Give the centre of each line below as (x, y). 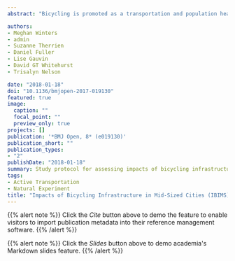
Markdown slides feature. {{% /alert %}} (65, 251)
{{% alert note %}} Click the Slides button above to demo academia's (107, 244)
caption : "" (31, 111)
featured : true (29, 98)
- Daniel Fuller (31, 52)
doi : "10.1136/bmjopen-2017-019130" (60, 91)
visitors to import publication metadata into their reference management (111, 223)
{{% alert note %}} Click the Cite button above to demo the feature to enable (117, 215)
